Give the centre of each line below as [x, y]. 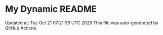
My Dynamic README [51, 9]
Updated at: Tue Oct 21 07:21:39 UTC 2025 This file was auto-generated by [82, 23]
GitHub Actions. [21, 28]
